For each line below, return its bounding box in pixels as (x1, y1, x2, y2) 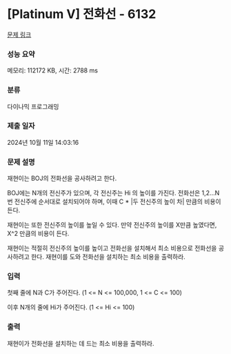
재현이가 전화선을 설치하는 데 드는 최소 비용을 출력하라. (7, 339, 154, 347)
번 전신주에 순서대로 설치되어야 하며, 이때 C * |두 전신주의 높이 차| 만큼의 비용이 (7, 197, 221, 206)
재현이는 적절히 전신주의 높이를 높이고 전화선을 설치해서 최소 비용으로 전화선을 (7, 244, 217, 253)
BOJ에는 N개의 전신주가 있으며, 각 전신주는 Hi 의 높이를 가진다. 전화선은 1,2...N (7, 189, 220, 197)
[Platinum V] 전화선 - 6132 (7, 6, 157, 22)
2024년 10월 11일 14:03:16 (7, 138, 79, 146)
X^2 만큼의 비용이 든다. (7, 229, 70, 238)
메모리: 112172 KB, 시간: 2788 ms (7, 66, 99, 75)
